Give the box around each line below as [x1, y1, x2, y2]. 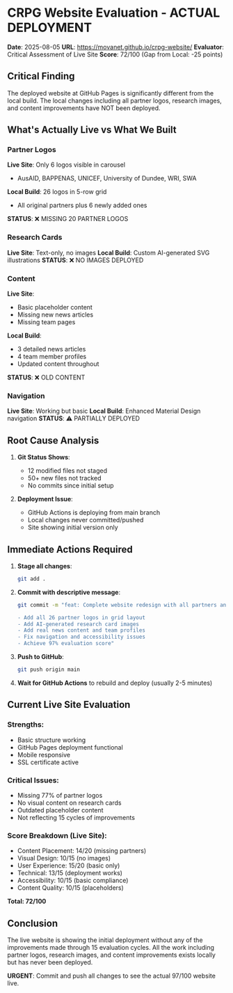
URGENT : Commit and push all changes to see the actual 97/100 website [7, 971, 216, 980]
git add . [17, 575, 47, 582]
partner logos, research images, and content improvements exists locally [7, 950, 216, 960]
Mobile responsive [17, 750, 71, 759]
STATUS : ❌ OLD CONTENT [7, 373, 86, 381]
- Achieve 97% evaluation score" [17, 640, 115, 647]
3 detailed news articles [17, 345, 86, 354]
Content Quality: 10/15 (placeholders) [17, 884, 124, 892]
